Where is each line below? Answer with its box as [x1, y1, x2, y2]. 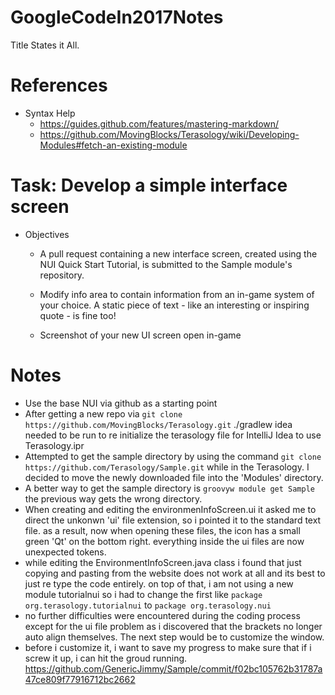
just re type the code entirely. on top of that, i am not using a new [24, 577, 294, 590]
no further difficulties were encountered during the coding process [24, 609, 301, 621]
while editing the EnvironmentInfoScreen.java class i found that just [24, 556, 302, 568]
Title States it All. [10, 39, 80, 51]
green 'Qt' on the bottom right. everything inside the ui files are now [24, 535, 305, 547]
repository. [39, 269, 85, 281]
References [10, 74, 108, 97]
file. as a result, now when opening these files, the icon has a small [24, 524, 301, 536]
